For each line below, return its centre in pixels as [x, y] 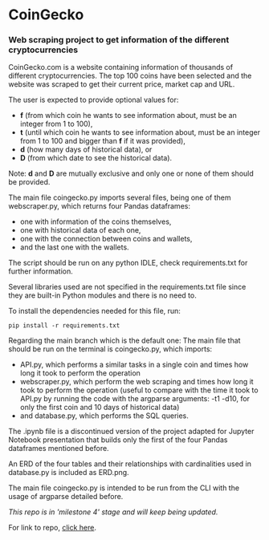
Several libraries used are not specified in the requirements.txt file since [127, 287]
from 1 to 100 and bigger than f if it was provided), [103, 141]
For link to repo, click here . [52, 528]
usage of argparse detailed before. [66, 497]
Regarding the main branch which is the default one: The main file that [124, 341]
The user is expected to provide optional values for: [94, 100]
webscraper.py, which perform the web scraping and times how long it [137, 382]
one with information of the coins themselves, [96, 221]
